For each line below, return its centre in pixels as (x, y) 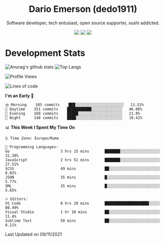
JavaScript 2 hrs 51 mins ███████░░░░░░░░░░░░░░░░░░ (83, 160)
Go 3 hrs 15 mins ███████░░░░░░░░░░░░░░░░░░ (83, 151)
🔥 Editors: (17, 199)
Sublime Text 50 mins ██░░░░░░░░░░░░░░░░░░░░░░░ (83, 221)
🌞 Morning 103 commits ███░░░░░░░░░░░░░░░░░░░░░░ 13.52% (75, 105)
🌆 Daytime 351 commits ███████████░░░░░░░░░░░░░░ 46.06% (74, 109)
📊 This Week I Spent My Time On (40, 127)
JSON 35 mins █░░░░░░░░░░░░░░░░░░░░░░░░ (83, 177)
